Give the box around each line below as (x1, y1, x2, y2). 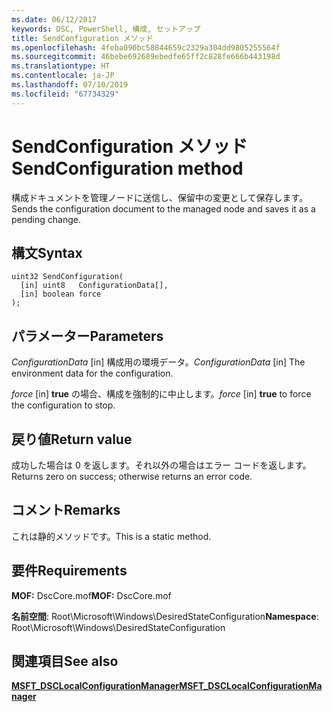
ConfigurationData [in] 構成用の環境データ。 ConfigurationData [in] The (11, 356, 306, 368)
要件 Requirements (11, 562, 128, 580)
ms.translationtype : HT (11, 61, 111, 71)
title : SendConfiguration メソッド (11, 33, 154, 43)
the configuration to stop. (11, 399, 116, 411)
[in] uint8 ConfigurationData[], (20, 281, 169, 291)
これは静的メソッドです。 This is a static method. (11, 530, 212, 542)
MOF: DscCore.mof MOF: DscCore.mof (11, 589, 172, 601)
